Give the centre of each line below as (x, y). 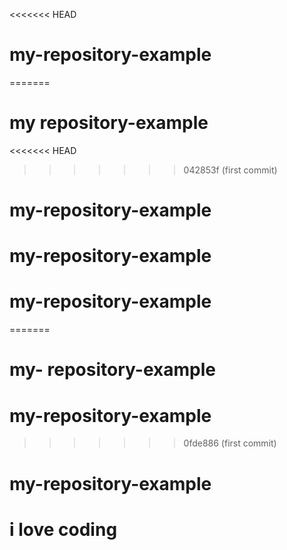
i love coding (63, 529)
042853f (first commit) (230, 170)
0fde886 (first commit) (230, 443)
